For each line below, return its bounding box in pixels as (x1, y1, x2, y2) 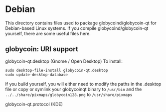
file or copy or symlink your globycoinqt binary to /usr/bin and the (5, 86, 142, 92)
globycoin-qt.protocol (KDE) (5, 101, 63, 107)
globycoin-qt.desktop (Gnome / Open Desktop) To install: (5, 58, 123, 64)
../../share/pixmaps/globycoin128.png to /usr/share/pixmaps (5, 91, 133, 98)
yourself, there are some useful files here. (5, 30, 91, 36)
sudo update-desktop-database (5, 72, 68, 77)
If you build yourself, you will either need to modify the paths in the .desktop (5, 81, 162, 87)
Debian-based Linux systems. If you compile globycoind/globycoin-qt (5, 25, 149, 31)
